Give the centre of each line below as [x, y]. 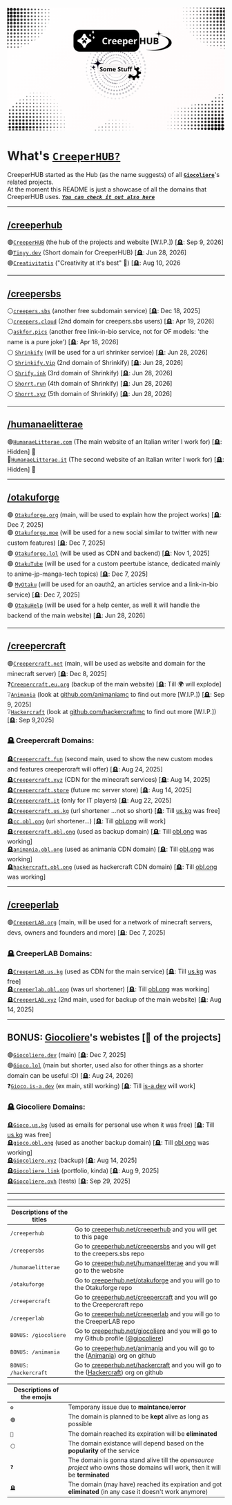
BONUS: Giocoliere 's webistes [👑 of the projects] [114, 1038]
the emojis [36, 1396]
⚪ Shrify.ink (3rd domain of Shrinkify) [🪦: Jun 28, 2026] [90, 373]
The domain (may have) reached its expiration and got [145, 1484]
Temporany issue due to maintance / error [127, 1407]
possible [80, 1424]
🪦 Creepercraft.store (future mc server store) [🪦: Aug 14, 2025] [99, 789]
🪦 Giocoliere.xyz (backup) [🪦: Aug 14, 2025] [72, 1160]
